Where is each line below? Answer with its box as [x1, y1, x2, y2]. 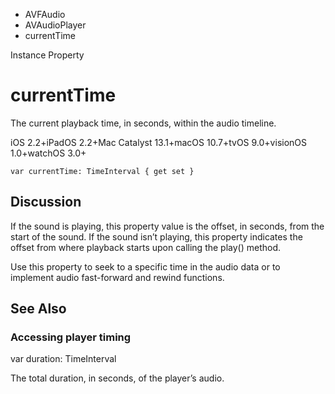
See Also [10, 300, 67, 318]
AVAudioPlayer [24, 19, 87, 31]
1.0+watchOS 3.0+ [10, 147, 87, 159]
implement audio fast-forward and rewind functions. [10, 271, 225, 283]
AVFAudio [24, 9, 66, 20]
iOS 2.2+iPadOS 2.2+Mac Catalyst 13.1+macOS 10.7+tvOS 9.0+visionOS [10, 136, 308, 148]
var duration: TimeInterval [10, 353, 117, 365]
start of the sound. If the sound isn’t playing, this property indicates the [10, 230, 303, 243]
